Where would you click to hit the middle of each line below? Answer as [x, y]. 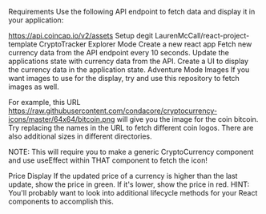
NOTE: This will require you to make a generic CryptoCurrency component [131, 152]
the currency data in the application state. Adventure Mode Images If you [129, 70]
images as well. [34, 87]
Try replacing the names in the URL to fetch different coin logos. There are [131, 128]
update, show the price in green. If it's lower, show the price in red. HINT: [129, 184]
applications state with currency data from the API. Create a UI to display [129, 61]
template [23, 44]
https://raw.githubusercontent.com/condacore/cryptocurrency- [113, 111]
